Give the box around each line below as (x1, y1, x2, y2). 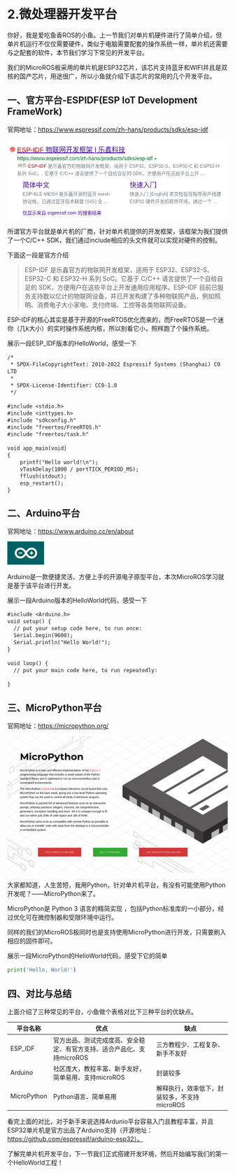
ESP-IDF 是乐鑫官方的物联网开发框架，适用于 (24, 265, 155, 273)
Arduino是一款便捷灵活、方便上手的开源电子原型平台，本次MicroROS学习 (7, 573, 218, 581)
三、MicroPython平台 (7, 702, 102, 713)
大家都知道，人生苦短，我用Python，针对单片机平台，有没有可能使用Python (7, 881, 226, 889)
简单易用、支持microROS (53, 1073, 125, 1081)
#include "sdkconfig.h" (7, 417, 77, 424)
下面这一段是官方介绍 (7, 250, 69, 259)
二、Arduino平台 (7, 508, 80, 519)
